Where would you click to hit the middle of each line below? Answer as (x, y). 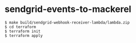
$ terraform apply (24, 35)
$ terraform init (23, 31)
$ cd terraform (20, 27)
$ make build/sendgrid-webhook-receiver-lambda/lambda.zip (67, 22)
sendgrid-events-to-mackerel (68, 9)
